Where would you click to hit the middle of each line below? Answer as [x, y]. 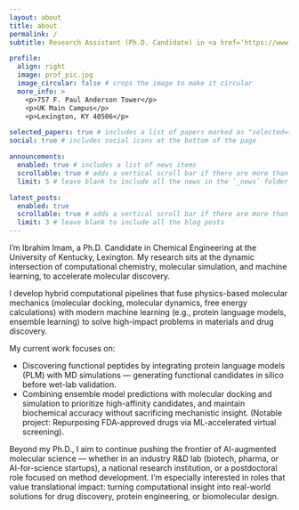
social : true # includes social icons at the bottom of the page [133, 141]
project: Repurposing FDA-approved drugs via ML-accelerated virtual [149, 422]
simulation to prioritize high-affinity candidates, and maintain [133, 403]
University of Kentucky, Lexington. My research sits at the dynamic [132, 257]
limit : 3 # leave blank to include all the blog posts [121, 223]
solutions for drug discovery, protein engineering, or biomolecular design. [144, 496]
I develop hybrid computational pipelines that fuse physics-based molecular [149, 293]
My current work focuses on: [62, 348]
